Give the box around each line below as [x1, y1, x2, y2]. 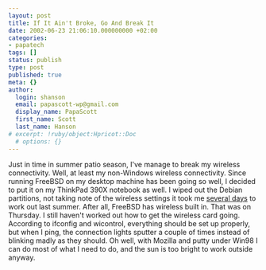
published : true [8, 71, 62, 79]
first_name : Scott [15, 115, 77, 123]
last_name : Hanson [15, 123, 77, 131]
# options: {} [15, 137, 62, 146]
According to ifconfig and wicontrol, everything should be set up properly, [8, 218, 251, 228]
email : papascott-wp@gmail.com [15, 100, 119, 108]
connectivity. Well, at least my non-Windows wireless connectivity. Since [8, 168, 247, 178]
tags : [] [8, 49, 37, 57]
